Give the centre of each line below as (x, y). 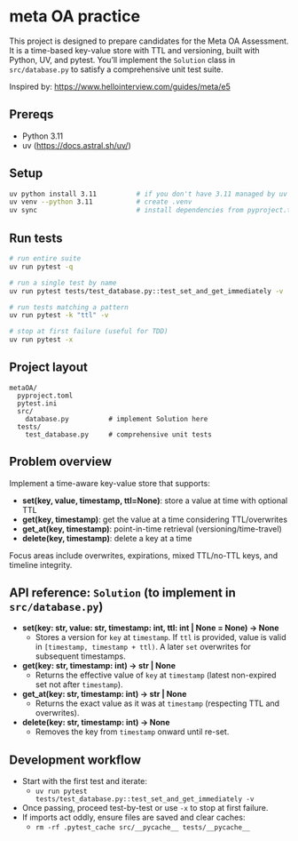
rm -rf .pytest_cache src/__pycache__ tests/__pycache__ (143, 828)
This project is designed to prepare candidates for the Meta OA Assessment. (149, 41)
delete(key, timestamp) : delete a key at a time (107, 538)
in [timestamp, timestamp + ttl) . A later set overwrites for (143, 647)
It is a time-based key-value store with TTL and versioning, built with (134, 50)
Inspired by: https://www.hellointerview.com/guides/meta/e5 (120, 86)
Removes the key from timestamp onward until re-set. (132, 732)
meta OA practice (74, 16)
